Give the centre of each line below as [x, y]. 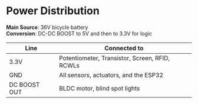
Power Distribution [53, 11]
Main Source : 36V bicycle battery [47, 27]
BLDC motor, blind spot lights [99, 88]
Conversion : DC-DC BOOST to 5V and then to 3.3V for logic [79, 33]
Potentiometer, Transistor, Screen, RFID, [114, 58]
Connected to [124, 48]
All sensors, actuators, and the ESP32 [111, 75]
